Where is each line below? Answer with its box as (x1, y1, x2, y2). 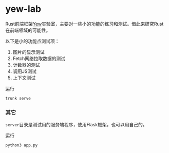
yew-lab (5, 3, 42, 15)
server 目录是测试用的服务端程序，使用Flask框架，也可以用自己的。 (5, 122, 147, 128)
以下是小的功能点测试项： (5, 38, 60, 44)
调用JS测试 (12, 68, 37, 74)
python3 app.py (5, 143, 38, 148)
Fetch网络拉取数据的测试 (12, 55, 66, 62)
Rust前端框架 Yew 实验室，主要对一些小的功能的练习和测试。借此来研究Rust (5, 21, 164, 27)
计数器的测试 (12, 62, 40, 68)
